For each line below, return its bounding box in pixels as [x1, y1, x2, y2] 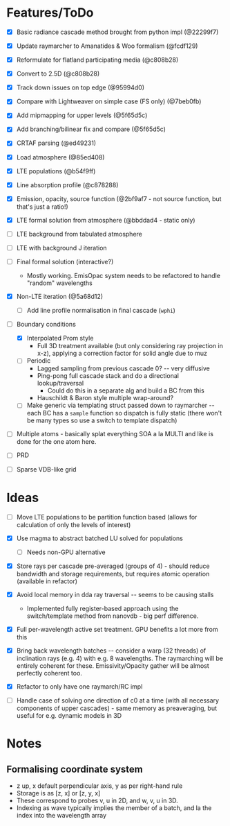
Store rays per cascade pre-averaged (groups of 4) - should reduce [16, 562, 210, 570]
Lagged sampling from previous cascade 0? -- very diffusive [37, 364, 210, 372]
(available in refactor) [16, 577, 77, 585]
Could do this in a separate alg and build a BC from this [47, 386, 204, 395]
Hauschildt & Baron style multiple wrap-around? [37, 394, 174, 402]
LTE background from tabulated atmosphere [16, 230, 143, 238]
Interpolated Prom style [26, 334, 94, 343]
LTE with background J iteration [16, 243, 108, 252]
